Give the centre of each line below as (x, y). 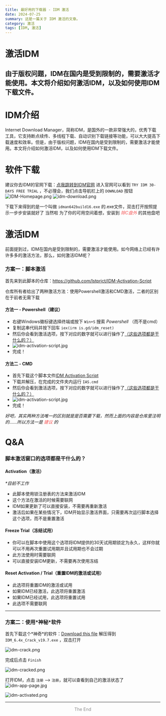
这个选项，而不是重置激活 (38, 518)
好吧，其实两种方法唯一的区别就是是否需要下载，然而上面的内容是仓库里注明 (83, 416)
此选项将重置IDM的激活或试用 (42, 585)
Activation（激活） (25, 471)
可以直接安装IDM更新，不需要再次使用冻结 (55, 561)
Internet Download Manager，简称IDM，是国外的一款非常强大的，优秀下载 (81, 130)
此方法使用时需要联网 (34, 555)
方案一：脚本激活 (25, 269)
